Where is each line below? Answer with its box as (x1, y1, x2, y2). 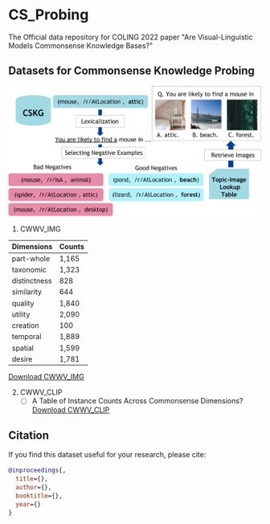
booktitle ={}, (15, 492, 63, 500)
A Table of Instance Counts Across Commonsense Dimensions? (31, 396, 243, 406)
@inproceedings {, (8, 466, 67, 475)
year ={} (15, 500, 42, 508)
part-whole (11, 253, 51, 263)
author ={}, (15, 484, 52, 492)
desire (11, 354, 33, 363)
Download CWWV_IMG (8, 372, 84, 382)
